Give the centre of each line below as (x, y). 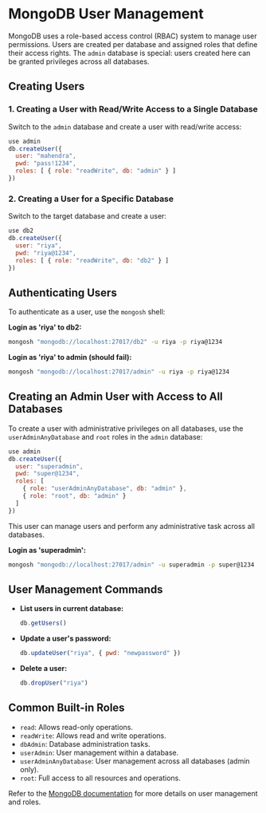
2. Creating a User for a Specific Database (91, 199)
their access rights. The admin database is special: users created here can (129, 53)
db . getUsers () (43, 623)
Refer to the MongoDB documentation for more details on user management (133, 793)
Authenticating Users (63, 292)
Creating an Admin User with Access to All (115, 397)
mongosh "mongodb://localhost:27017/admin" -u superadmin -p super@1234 (131, 564)
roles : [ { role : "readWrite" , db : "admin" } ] (96, 171)
